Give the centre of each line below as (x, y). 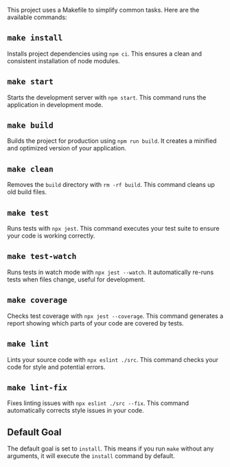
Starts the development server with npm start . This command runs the (107, 97)
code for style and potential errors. (56, 367)
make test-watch (42, 257)
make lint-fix (37, 387)
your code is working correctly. (51, 236)
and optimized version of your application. (67, 148)
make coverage (37, 300)
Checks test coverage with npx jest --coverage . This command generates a (115, 316)
